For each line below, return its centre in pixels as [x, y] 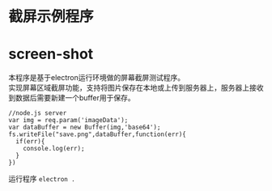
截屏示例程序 [51, 17]
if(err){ [30, 142]
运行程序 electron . [42, 179]
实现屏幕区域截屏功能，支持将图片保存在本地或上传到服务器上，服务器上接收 [136, 88]
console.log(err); [54, 149]
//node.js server [38, 113]
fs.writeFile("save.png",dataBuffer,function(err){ [97, 134]
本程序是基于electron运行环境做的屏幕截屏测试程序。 [96, 78]
